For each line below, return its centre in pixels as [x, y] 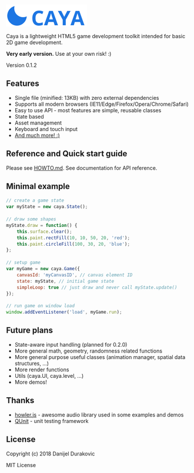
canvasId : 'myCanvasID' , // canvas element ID [75, 275]
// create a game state [35, 201]
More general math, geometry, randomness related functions [88, 351]
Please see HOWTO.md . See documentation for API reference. [82, 168]
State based [29, 116]
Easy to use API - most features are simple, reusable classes [88, 110]
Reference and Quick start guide [67, 154]
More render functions [42, 370]
